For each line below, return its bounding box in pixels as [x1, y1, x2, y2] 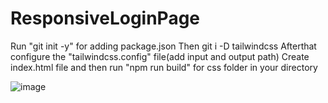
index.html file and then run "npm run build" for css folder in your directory [10, 61, 318, 73]
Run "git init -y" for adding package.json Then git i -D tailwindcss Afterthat [10, 40, 317, 52]
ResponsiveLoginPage [10, 7, 201, 30]
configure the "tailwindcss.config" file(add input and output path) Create [10, 50, 310, 62]
